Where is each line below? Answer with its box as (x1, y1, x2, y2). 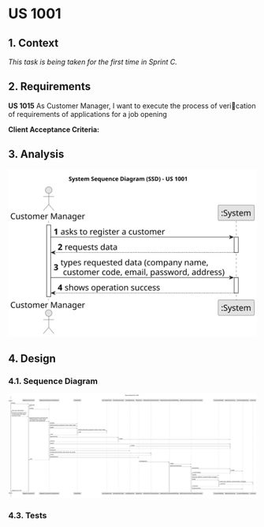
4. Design (8, 352, 57, 365)
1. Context (8, 36, 59, 50)
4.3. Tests (8, 510, 47, 521)
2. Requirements (8, 80, 91, 93)
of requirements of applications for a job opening (8, 109, 167, 119)
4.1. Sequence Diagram (8, 375, 99, 386)
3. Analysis (8, 148, 65, 161)
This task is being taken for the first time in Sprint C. (8, 57, 177, 66)
